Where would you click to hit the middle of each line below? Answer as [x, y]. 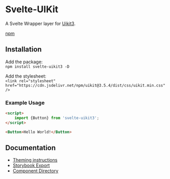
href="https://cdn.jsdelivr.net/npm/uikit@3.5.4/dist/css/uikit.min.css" [86, 85]
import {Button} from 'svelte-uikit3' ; [57, 118]
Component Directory [35, 171]
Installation [23, 49]
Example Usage [25, 103]
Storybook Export [31, 165]
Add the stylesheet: [26, 76]
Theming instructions [35, 160]
